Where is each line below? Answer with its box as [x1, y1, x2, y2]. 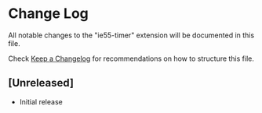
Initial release [19, 97, 63, 106]
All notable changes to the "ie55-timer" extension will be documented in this [8, 30, 255, 40]
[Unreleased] [8, 76, 75, 90]
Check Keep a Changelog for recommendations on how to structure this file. [8, 54, 255, 63]
